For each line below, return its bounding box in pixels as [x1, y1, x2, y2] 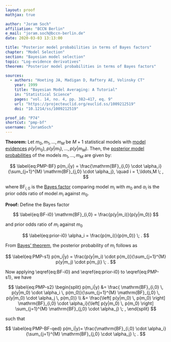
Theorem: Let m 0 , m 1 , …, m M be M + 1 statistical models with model [5, 139, 146, 146]
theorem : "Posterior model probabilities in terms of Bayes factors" [5, 64, 157, 69]
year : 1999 [14, 83, 38, 88]
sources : [5, 73, 24, 78]
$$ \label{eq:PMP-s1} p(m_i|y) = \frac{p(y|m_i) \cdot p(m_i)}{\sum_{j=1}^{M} [5, 253, 166, 259]
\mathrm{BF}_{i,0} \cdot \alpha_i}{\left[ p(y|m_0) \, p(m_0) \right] [17, 300, 154, 306]
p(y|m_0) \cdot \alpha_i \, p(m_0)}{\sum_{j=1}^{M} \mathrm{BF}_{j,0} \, [11, 289, 160, 296]
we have [14, 274, 32, 280]
